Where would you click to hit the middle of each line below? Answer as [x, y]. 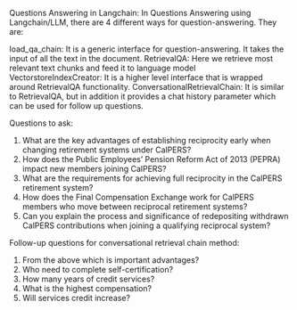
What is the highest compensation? [87, 288]
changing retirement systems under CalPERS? [107, 150]
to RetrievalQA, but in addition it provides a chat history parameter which [143, 96]
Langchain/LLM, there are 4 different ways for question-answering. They [143, 22]
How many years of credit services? [88, 279]
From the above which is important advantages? [111, 260]
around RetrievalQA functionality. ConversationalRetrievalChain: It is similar [147, 87]
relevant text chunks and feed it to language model [103, 68]
